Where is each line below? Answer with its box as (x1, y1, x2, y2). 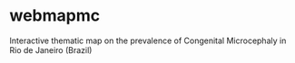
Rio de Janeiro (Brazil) (9, 44, 93, 55)
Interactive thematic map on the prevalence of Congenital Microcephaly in (9, 35, 287, 46)
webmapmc (9, 5, 101, 26)
